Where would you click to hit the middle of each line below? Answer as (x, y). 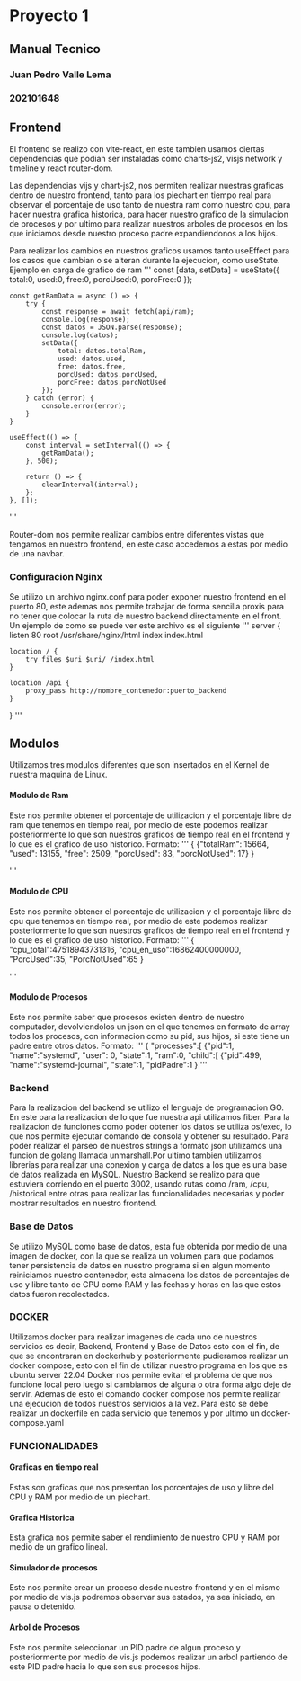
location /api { (40, 683)
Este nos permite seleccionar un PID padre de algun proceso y (125, 1647)
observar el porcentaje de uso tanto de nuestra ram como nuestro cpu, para (150, 205)
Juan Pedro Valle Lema (60, 75)
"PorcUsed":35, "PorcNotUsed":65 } (76, 959)
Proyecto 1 (49, 16)
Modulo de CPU (39, 892)
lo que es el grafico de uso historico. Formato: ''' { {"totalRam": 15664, (139, 844)
